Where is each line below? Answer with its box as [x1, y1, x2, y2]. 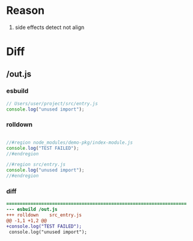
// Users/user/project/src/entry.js [6, 100, 98, 106]
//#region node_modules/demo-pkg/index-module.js [6, 140, 133, 146]
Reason [6, 4, 45, 18]
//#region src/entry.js [6, 161, 66, 168]
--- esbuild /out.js [6, 207, 58, 213]
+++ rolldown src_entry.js [6, 212, 82, 218]
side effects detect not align [14, 24, 85, 31]
